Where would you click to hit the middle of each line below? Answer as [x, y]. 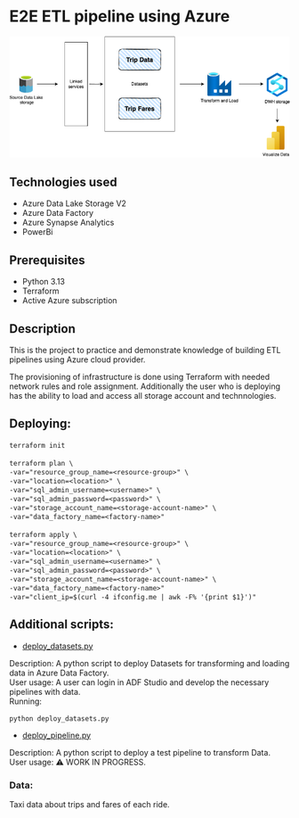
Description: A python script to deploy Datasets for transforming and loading [149, 663]
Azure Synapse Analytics [68, 223]
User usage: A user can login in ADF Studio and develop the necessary [139, 682]
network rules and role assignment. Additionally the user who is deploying [145, 386]
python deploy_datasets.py [59, 719]
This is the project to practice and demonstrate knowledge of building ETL [145, 350]
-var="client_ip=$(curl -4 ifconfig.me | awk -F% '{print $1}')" [133, 597]
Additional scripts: [61, 625]
